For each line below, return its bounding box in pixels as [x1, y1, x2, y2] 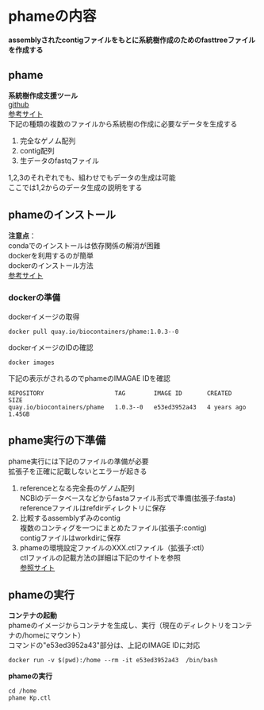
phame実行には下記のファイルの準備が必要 [8, 456, 149, 466]
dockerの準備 [8, 292, 61, 303]
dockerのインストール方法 [8, 260, 94, 270]
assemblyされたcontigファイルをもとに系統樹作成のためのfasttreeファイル [8, 35, 256, 45]
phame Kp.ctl [8, 694, 52, 702]
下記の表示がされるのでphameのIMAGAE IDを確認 [8, 373, 170, 382]
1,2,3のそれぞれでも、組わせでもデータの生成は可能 [8, 173, 176, 182]
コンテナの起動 [8, 611, 57, 620]
